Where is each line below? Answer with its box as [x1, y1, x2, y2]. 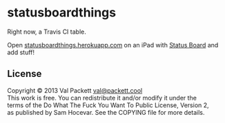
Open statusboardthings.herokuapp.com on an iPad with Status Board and [7, 41, 219, 49]
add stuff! [7, 48, 35, 56]
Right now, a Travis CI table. [7, 27, 86, 36]
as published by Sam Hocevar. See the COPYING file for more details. [7, 108, 205, 116]
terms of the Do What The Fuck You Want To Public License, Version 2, [7, 101, 209, 109]
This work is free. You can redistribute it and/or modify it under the [7, 93, 197, 102]
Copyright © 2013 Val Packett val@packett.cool [7, 86, 143, 94]
